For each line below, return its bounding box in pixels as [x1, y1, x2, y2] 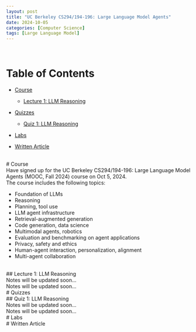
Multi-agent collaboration [14, 253, 76, 260]
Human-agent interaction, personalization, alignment [14, 247, 142, 254]
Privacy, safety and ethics [14, 241, 77, 248]
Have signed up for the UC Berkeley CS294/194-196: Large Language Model [6, 167, 191, 174]
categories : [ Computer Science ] [6, 25, 85, 31]
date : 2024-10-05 [6, 19, 49, 25]
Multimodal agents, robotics [14, 228, 82, 235]
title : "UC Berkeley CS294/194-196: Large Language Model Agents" [6, 14, 171, 20]
